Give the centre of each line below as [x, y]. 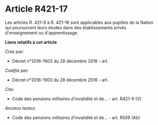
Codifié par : [17, 70]
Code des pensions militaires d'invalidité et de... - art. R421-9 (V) [77, 99]
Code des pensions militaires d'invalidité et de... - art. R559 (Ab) [76, 117]
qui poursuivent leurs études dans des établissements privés [66, 27]
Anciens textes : [21, 108]
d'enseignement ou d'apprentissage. [42, 33]
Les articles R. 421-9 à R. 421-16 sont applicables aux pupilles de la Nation [79, 22]
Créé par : [15, 52]
